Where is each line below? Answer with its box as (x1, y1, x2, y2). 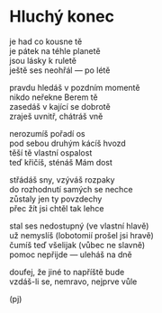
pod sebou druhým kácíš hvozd (9, 138, 126, 148)
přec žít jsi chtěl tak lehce (9, 202, 104, 213)
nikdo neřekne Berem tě (9, 92, 98, 103)
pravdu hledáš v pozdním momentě (9, 82, 140, 93)
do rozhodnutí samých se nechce (9, 183, 133, 194)
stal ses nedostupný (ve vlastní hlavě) (9, 220, 149, 231)
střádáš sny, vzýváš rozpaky (9, 174, 115, 185)
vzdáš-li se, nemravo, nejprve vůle (9, 276, 138, 287)
